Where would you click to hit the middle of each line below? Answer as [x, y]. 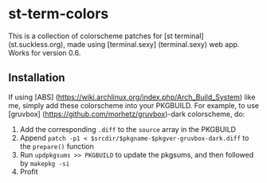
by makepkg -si [45, 163]
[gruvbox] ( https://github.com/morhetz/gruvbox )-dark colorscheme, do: [127, 114]
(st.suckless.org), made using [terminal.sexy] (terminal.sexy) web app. [124, 44]
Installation [37, 78]
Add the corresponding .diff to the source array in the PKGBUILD [128, 129]
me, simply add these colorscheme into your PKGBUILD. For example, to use [133, 105]
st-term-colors [59, 14]
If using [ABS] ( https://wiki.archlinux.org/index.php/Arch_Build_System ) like [132, 97]
